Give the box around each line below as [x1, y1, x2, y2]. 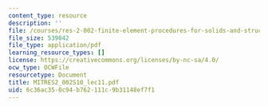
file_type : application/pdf [8, 41, 102, 49]
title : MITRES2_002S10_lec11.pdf [8, 78, 120, 86]
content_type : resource [8, 11, 88, 20]
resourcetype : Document [8, 71, 88, 79]
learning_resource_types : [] [8, 49, 105, 57]
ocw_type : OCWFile [8, 64, 69, 72]
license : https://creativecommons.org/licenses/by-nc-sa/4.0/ [8, 57, 219, 65]
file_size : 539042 [8, 33, 69, 42]
